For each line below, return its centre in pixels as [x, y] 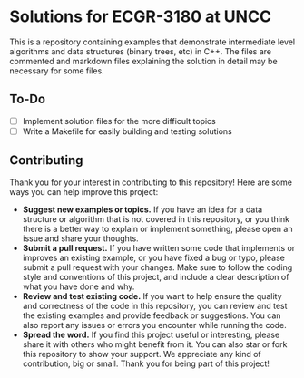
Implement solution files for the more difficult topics [119, 121]
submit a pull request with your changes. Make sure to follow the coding [157, 267]
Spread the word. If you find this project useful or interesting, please [151, 334]
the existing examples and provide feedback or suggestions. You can [152, 315]
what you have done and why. [78, 286]
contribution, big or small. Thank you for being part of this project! [146, 363]
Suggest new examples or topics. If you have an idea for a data [142, 209]
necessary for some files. [57, 71]
